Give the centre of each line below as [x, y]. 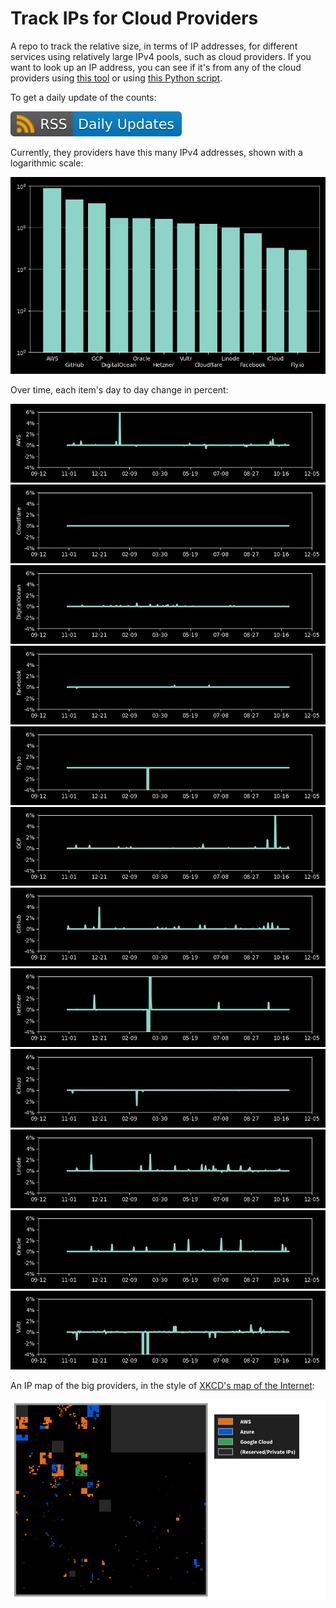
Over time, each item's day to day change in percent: [119, 389]
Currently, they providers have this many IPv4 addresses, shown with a [156, 152]
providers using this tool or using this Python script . [116, 78]
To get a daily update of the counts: [83, 97]
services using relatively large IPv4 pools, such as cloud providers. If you [161, 56]
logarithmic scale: [47, 163]
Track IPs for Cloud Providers [134, 18]
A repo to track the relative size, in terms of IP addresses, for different [154, 46]
